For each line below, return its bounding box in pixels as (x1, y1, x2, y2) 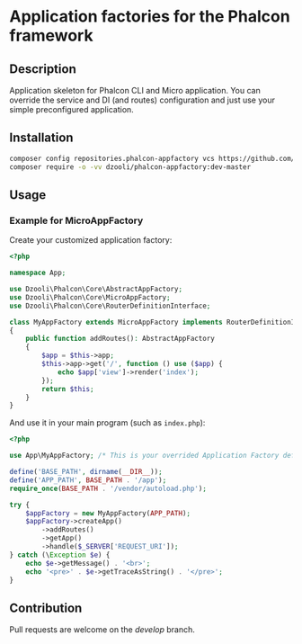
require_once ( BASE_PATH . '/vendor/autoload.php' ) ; (9, 484, 207, 493)
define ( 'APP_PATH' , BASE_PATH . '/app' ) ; (9, 475, 167, 485)
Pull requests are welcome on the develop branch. (9, 624, 196, 635)
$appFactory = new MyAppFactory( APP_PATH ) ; (25, 508, 191, 518)
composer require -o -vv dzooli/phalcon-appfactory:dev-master (9, 162, 252, 172)
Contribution (9, 600, 83, 615)
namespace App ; (9, 268, 67, 278)
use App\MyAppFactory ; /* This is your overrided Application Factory (9, 452, 280, 461)
